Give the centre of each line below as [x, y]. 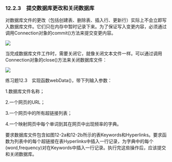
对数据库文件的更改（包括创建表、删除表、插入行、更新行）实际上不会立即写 [86, 20]
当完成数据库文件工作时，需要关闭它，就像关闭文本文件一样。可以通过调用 [84, 54]
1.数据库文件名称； [25, 91]
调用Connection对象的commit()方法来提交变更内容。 [61, 33]
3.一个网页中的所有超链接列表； [39, 113]
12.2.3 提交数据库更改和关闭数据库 [50, 8]
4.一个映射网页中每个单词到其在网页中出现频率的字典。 [63, 124]
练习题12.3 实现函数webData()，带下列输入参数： [59, 80]
